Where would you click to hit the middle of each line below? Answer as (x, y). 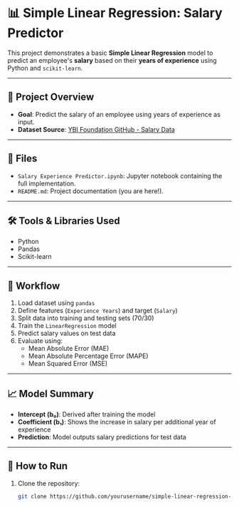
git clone (32, 496)
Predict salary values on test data (67, 333)
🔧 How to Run (38, 466)
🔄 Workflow (34, 286)
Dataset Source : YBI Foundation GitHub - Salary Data (96, 129)
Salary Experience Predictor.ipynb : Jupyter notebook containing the (120, 175)
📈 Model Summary (51, 393)
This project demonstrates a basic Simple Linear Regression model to (110, 53)
